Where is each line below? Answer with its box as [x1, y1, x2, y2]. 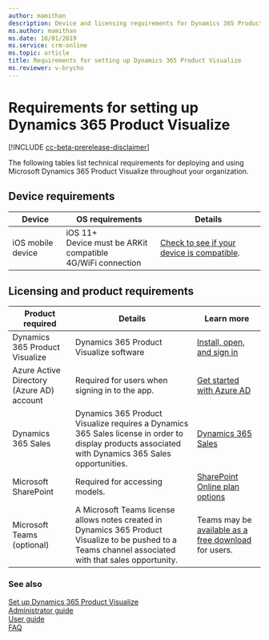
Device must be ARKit [66, 237, 148, 248]
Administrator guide [8, 605, 74, 615]
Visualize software [74, 347, 145, 358]
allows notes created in [74, 515, 163, 526]
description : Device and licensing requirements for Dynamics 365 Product [8, 19, 263, 27]
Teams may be [196, 515, 252, 526]
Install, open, [196, 336, 246, 348]
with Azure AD [196, 385, 251, 396]
